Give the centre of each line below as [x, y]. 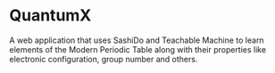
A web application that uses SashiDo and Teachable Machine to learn [137, 40]
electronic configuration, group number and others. [104, 59]
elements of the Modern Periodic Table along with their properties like [137, 49]
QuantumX [50, 16]
